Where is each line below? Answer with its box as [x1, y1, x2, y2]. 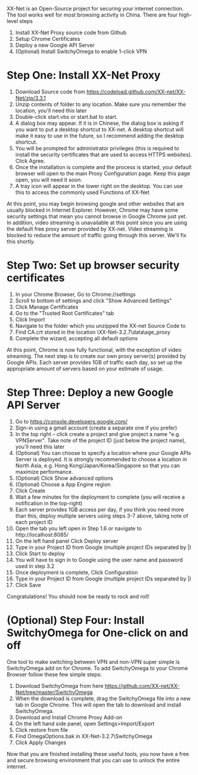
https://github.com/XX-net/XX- [104, 682, 180, 689]
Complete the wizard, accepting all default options [15, 334, 138, 342]
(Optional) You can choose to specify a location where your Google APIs [15, 449, 191, 456]
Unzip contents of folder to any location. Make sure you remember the [15, 101, 186, 108]
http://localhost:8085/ [15, 531, 69, 538]
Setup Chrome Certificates [15, 35, 81, 42]
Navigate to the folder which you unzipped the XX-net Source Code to [15, 322, 186, 329]
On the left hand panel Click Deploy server [15, 537, 118, 544]
